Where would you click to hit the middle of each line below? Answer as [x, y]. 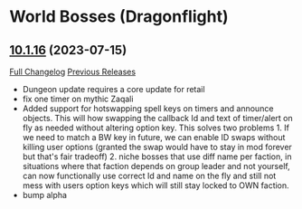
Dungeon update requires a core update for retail [113, 89]
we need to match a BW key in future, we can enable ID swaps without [154, 137]
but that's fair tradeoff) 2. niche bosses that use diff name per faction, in [157, 157]
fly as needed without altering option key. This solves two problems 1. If [156, 128]
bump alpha [45, 195]
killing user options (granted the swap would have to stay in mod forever [157, 147]
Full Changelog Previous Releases [73, 71]
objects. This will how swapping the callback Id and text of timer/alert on [157, 118]
